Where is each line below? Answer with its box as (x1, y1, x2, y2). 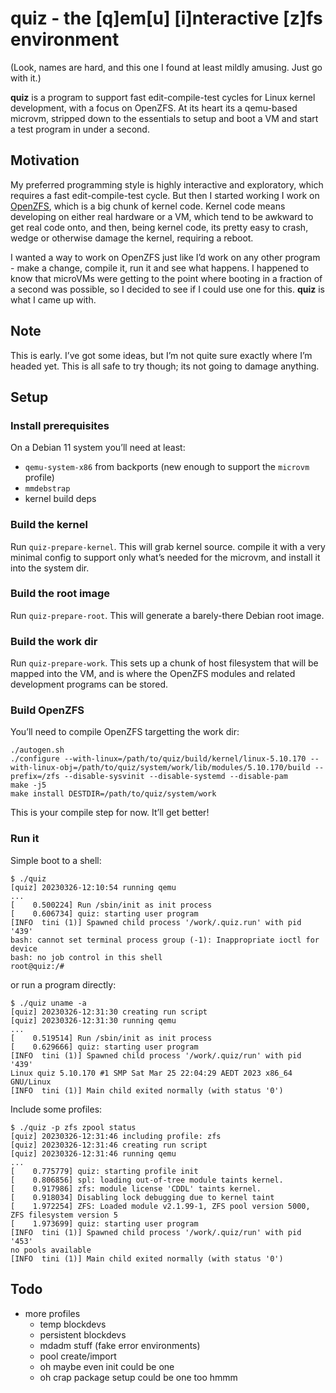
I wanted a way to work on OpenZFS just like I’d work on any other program (10, 251, 321, 263)
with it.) (10, 72, 42, 84)
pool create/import (39, 1350, 117, 1362)
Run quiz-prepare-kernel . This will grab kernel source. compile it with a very (10, 540, 326, 552)
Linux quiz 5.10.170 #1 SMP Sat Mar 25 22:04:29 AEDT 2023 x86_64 (10, 1068, 293, 1078)
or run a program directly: (10, 978, 117, 991)
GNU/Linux (10, 1077, 52, 1087)
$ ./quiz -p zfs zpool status (10, 1122, 137, 1132)
